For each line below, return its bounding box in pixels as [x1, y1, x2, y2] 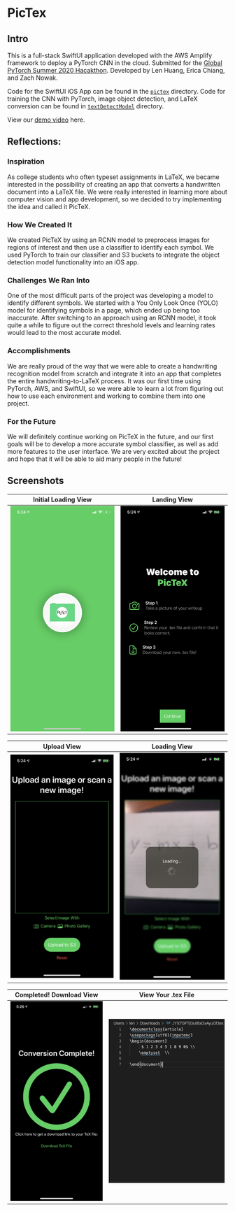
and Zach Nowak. [7, 73, 58, 82]
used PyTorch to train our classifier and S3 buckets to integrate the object [7, 250, 220, 259]
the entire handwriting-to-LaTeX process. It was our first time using [7, 376, 201, 385]
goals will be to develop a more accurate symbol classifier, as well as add [7, 439, 219, 448]
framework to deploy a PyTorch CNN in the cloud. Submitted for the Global [7, 59, 222, 67]
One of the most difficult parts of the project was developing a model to [7, 292, 213, 300]
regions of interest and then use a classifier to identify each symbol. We [7, 243, 215, 251]
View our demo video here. [7, 115, 85, 124]
